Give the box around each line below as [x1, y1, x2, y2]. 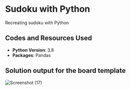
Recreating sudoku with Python [5, 20, 69, 26]
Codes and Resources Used [5, 34, 92, 42]
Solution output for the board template [5, 66, 126, 75]
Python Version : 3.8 [12, 47, 54, 53]
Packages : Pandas [12, 52, 51, 58]
